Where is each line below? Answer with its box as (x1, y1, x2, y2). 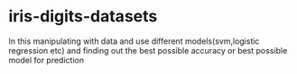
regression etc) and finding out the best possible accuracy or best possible (8, 45, 288, 55)
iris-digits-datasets (8, 6, 158, 27)
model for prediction (8, 54, 85, 65)
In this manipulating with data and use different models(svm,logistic (8, 36, 260, 46)
